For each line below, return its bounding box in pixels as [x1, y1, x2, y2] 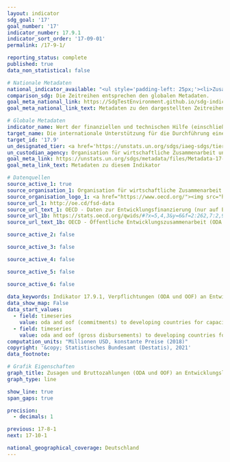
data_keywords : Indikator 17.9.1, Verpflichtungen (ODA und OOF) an [7, 293, 207, 300]
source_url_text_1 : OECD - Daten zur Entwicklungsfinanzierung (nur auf [7, 206, 219, 213]
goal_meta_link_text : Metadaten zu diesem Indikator [7, 162, 161, 169]
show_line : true [7, 388, 53, 395]
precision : [7, 407, 38, 414]
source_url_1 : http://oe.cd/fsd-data [7, 199, 115, 206]
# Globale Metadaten [7, 117, 66, 124]
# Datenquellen [7, 174, 51, 182]
